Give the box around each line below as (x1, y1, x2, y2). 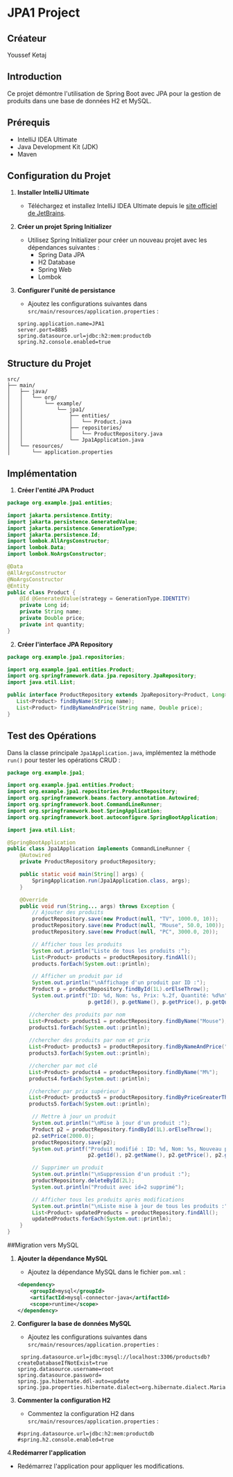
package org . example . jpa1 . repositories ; (7, 653, 126, 660)
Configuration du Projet (7, 170, 111, 182)
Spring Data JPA (37, 251, 85, 259)
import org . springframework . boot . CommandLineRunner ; (7, 801, 163, 808)
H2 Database (37, 258, 76, 266)
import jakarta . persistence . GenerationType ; (7, 525, 138, 532)
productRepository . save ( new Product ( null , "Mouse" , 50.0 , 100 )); (32, 922, 225, 929)
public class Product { (7, 589, 76, 596)
